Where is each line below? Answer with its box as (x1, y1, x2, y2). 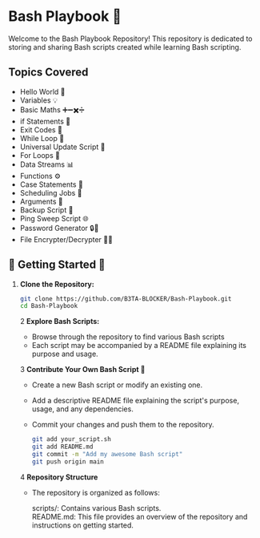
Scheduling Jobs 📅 (19, 188, 82, 197)
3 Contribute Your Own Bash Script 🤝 (19, 365, 146, 374)
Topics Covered (8, 66, 89, 79)
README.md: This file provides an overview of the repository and (31, 512, 248, 521)
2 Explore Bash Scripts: (19, 317, 100, 326)
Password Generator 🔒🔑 (19, 223, 99, 233)
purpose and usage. (31, 349, 98, 359)
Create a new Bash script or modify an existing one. (31, 380, 203, 390)
